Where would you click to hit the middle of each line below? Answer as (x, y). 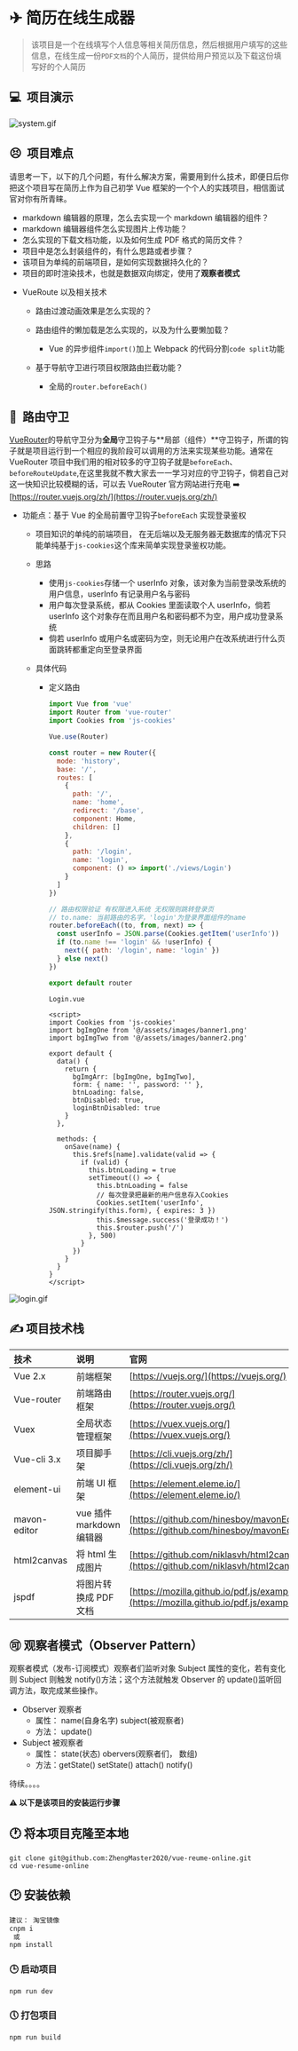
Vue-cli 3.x (37, 1460)
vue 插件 (94, 1513)
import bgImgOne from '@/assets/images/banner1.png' (148, 1030)
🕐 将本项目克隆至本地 (69, 1833)
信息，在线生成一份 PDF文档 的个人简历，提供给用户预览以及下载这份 (153, 55)
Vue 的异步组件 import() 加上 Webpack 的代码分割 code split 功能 (167, 348)
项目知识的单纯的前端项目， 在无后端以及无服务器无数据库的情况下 (157, 535)
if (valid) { (104, 1162)
